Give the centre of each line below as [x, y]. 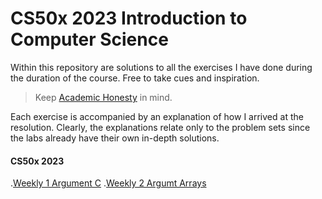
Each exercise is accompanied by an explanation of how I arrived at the [157, 116]
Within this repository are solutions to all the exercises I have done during [161, 67]
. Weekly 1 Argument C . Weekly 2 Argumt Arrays [108, 183]
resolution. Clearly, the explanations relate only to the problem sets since [160, 127]
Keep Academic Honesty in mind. [103, 97]
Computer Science [89, 39]
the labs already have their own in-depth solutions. [115, 138]
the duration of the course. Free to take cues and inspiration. [135, 78]
